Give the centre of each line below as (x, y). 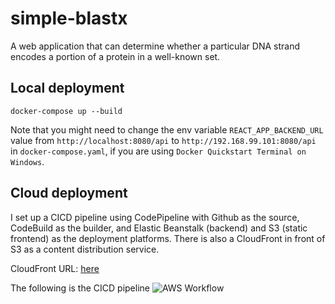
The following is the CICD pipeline (80, 288)
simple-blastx (69, 18)
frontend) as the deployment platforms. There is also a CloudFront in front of (168, 238)
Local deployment (67, 88)
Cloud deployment (69, 193)
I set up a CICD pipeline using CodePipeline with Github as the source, (155, 217)
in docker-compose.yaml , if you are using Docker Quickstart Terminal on (158, 151)
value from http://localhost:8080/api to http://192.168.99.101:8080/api (163, 140)
